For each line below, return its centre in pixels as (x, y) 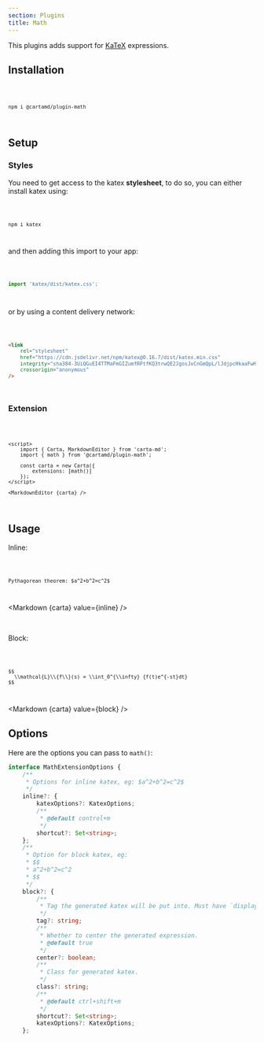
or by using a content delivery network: (72, 311)
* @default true (66, 943)
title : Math (27, 23)
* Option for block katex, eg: (77, 855)
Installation (36, 70)
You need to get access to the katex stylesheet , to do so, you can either (125, 183)
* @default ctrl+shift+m (81, 1001)
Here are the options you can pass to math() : (81, 752)
